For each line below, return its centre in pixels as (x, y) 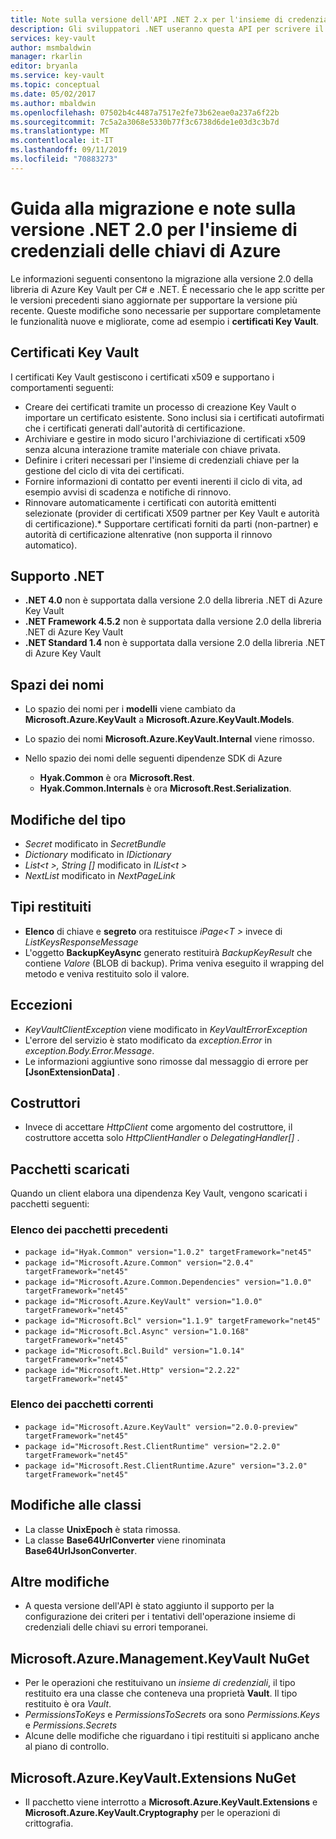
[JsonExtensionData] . (72, 1072)
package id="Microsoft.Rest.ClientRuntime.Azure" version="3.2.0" (166, 1466)
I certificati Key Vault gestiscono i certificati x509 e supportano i (142, 377)
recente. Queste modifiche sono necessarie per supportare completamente (166, 310)
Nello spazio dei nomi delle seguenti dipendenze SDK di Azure (153, 758)
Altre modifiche (60, 1581)
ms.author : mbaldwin (53, 103)
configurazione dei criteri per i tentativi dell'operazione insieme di (160, 1617)
